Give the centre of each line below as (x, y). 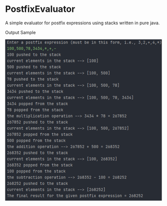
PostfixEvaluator (40, 9)
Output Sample (21, 32)
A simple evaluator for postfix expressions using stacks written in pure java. (83, 23)
